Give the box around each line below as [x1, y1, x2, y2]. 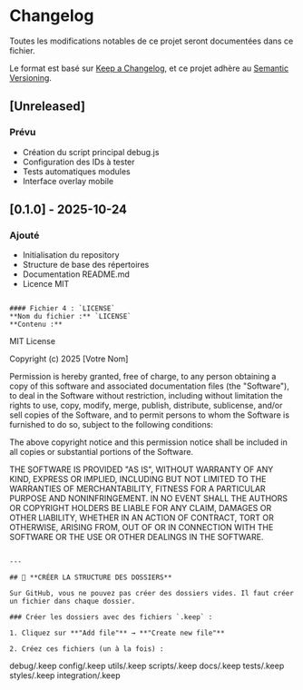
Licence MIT [22, 279, 70, 290]
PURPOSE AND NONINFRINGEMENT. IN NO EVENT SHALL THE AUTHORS [9, 493, 288, 504]
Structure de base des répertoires [22, 260, 150, 271]
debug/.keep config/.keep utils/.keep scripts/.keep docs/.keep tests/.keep [9, 660, 285, 672]
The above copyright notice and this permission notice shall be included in [9, 437, 288, 448]
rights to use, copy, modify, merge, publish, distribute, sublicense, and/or [9, 400, 283, 411]
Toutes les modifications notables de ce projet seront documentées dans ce [9, 35, 294, 46]
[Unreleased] [9, 99, 86, 114]
